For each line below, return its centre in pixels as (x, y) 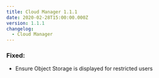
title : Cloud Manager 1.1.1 (42, 12)
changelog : (20, 29)
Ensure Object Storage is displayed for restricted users (84, 69)
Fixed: (16, 56)
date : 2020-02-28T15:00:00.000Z (47, 18)
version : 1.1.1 (26, 23)
